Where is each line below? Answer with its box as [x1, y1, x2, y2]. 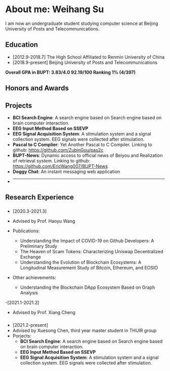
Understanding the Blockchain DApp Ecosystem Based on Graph [20, 284, 155, 290]
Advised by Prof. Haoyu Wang [12, 218, 75, 224]
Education [5, 41, 38, 49]
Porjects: [12, 333, 31, 339]
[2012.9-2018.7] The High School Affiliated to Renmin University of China [12, 54, 165, 60]
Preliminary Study [20, 243, 57, 249]
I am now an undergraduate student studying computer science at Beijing [5, 20, 158, 26]
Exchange [20, 254, 41, 260]
